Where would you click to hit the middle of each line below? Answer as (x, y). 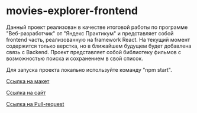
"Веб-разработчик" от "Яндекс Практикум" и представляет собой (90, 33)
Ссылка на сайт (26, 92)
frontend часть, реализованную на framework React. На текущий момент (98, 39)
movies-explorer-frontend (72, 11)
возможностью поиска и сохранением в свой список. (75, 58)
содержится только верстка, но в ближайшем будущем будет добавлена (99, 46)
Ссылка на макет (28, 81)
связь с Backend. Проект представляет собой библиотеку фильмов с (94, 52)
